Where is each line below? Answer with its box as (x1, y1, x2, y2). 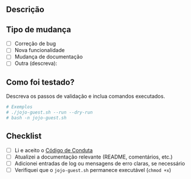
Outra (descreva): (14, 60, 57, 67)
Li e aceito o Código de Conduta (14, 146, 93, 154)
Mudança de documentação (14, 53, 83, 60)
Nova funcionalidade (14, 47, 65, 54)
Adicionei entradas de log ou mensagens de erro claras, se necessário (14, 160, 186, 167)
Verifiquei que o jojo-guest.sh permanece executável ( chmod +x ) (14, 166, 172, 173)
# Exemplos (6, 104, 33, 110)
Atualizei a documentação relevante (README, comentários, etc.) (14, 153, 173, 160)
